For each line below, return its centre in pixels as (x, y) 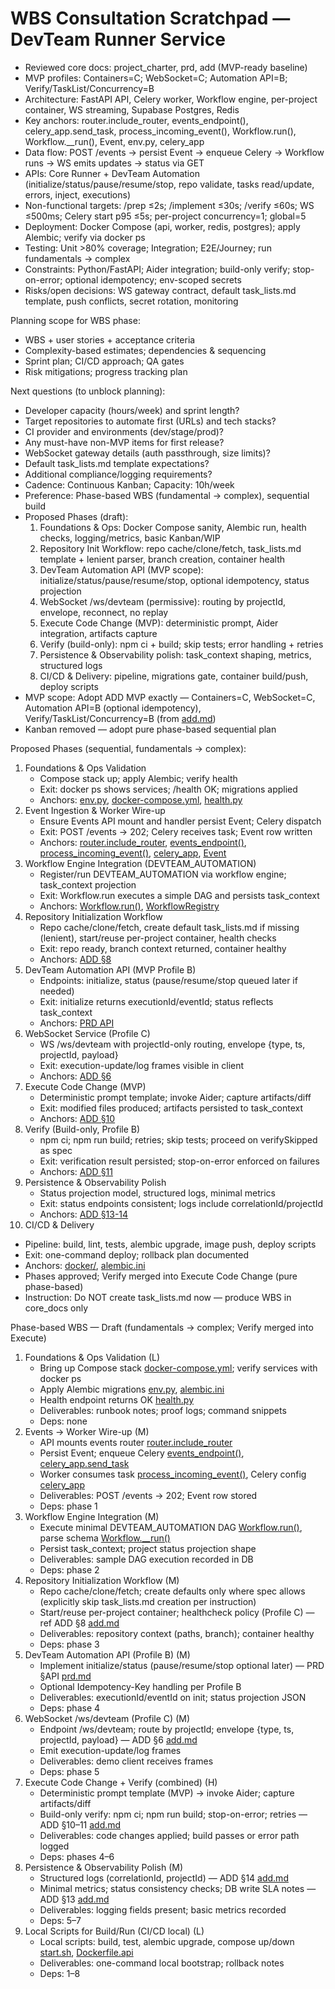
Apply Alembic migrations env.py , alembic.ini (132, 1389)
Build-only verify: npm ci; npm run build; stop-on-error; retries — (173, 1814)
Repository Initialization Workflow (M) (102, 1580)
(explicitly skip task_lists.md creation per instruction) (148, 1601)
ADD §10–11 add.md (80, 1824)
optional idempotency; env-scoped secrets (153, 279)
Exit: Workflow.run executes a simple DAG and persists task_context (179, 895)
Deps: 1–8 (60, 1973)
